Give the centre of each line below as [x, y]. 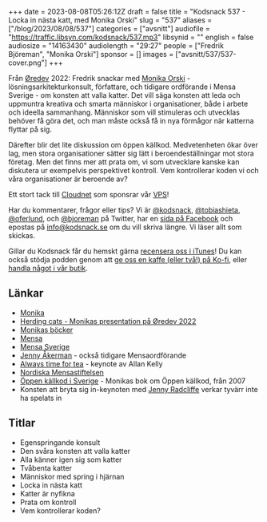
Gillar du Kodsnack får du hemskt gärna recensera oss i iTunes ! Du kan [125, 251]
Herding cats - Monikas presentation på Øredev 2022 [108, 321]
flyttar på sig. [30, 129]
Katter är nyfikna [48, 493]
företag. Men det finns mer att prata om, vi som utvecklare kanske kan [124, 162]
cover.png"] [28, 63]
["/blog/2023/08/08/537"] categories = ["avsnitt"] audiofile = [109, 28]
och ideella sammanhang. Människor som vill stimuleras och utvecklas [124, 112]
